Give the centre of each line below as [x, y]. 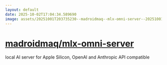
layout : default [22, 10]
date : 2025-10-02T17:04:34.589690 [41, 14]
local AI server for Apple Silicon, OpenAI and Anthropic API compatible [78, 57]
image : [12, 19]
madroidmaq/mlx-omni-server [70, 43]
